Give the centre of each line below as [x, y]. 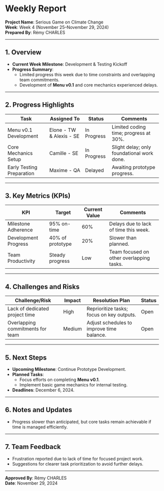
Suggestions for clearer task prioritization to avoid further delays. [78, 464]
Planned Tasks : [28, 374]
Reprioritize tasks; [107, 309]
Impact [72, 300]
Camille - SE [64, 153]
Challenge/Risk [33, 300]
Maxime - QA [65, 170]
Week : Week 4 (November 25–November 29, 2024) [57, 27]
